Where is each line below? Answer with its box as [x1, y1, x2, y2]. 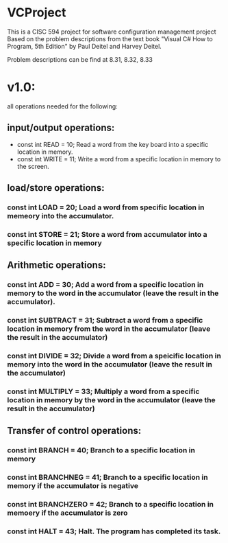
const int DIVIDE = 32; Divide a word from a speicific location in [7, 351, 221, 361]
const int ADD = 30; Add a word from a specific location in [7, 280, 204, 290]
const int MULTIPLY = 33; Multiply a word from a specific [7, 386, 200, 396]
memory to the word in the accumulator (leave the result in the [7, 288, 219, 298]
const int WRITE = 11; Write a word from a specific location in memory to [16, 154, 221, 163]
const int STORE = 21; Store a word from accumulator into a [7, 229, 207, 239]
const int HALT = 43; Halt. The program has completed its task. [7, 527, 221, 536]
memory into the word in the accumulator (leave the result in [7, 360, 212, 369]
